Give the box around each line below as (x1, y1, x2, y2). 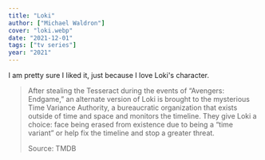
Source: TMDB (27, 144, 77, 153)
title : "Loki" (8, 11, 56, 20)
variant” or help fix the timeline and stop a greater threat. (27, 128, 216, 138)
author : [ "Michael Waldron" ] (8, 19, 105, 27)
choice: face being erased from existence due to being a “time (27, 120, 234, 129)
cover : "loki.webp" (8, 26, 73, 34)
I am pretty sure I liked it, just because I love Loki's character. (8, 71, 210, 80)
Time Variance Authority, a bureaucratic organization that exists (27, 103, 238, 112)
